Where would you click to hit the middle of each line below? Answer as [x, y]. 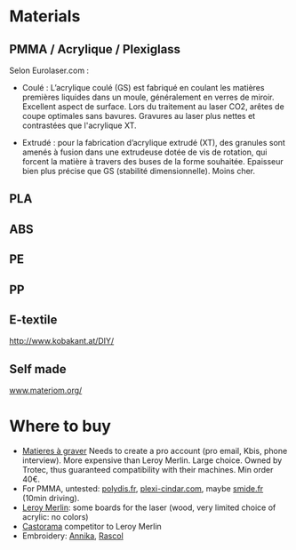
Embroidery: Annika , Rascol [73, 536]
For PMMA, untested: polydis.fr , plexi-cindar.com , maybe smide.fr [143, 489]
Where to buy [60, 426]
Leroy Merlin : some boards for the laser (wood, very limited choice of [149, 507]
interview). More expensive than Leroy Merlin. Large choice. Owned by [152, 460]
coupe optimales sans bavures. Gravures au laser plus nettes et [139, 116]
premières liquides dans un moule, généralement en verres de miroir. [148, 97]
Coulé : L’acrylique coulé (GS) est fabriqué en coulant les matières [143, 88]
